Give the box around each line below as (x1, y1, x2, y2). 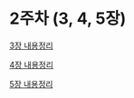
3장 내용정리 (9, 40, 53, 51)
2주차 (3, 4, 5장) (9, 8, 127, 29)
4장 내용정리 (9, 59, 54, 70)
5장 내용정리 (9, 78, 53, 89)
